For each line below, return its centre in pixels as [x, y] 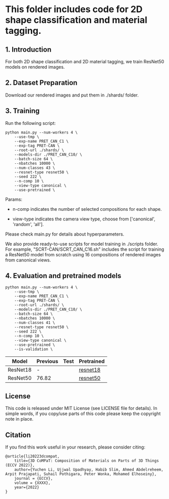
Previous [47, 361]
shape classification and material [76, 20]
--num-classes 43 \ [35, 168]
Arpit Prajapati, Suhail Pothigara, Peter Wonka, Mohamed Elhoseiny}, [81, 474]
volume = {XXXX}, [33, 483]
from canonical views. [28, 260]
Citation [18, 435]
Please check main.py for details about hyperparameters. [65, 234]
